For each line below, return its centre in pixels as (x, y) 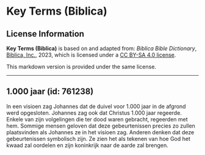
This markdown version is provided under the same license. (81, 67)
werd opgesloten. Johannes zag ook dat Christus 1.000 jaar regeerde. (94, 113)
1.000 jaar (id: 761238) (50, 92)
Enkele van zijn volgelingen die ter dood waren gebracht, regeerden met (97, 119)
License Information (45, 34)
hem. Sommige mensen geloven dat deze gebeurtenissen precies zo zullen (101, 126)
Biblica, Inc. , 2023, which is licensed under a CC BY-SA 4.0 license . (91, 55)
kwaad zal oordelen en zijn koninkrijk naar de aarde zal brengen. (88, 145)
